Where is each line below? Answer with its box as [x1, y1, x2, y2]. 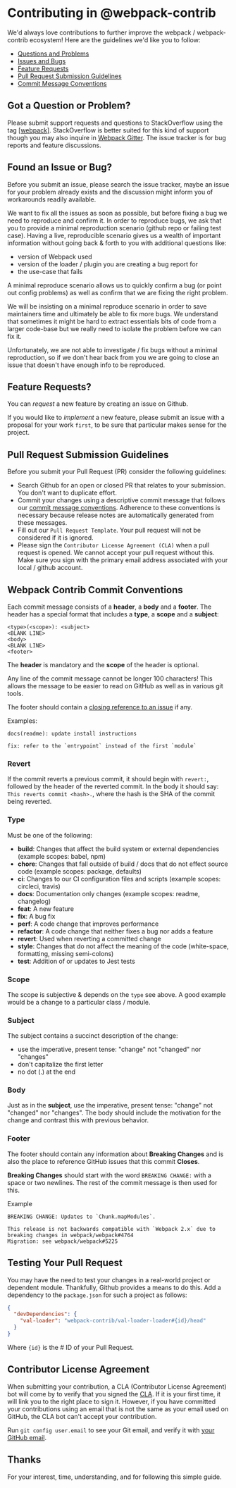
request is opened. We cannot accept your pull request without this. [17, 548, 215, 557]
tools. [7, 689, 24, 697]
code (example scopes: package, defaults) [17, 867, 142, 875]
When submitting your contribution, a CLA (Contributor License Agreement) [7, 1382, 227, 1391]
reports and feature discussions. [7, 141, 101, 149]
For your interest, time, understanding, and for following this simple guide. [7, 1472, 222, 1481]
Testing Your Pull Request [7, 1257, 123, 1269]
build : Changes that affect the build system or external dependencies [17, 844, 220, 853]
